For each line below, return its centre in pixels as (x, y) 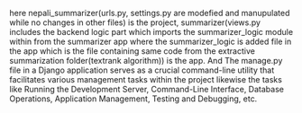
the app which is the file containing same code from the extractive (132, 51)
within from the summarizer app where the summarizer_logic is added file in (151, 41)
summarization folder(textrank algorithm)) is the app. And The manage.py (146, 61)
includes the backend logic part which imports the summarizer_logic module (151, 32)
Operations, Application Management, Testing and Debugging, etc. (133, 99)
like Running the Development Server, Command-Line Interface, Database (146, 89)
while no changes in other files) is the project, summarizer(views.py (135, 22)
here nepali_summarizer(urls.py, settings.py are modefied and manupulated (150, 13)
